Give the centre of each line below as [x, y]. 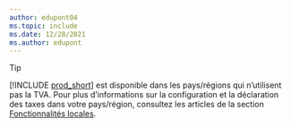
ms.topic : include [43, 26]
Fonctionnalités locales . [53, 114]
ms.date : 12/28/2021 [48, 34]
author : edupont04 [43, 17]
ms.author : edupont [46, 42]
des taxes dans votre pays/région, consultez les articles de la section [137, 105]
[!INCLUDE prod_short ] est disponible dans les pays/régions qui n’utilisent [145, 85]
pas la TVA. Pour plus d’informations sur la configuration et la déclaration [144, 95]
